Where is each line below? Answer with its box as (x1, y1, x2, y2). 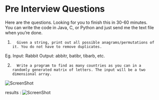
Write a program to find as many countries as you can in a (17, 63, 141, 68)
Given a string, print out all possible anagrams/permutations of (17, 40, 155, 45)
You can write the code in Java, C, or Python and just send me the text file (5, 24, 154, 30)
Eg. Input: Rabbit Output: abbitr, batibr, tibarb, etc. (5, 52, 105, 59)
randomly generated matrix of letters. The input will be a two (12, 67, 146, 72)
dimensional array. (12, 71, 52, 76)
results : (5, 89, 21, 95)
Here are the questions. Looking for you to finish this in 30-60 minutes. (5, 19, 148, 25)
